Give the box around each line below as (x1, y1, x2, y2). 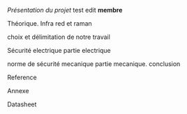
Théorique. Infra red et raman (7, 19, 92, 27)
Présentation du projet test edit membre (7, 6, 123, 14)
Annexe (7, 87, 29, 95)
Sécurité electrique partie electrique (7, 47, 112, 54)
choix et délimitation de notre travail (7, 33, 110, 41)
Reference (7, 73, 37, 81)
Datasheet (7, 100, 37, 108)
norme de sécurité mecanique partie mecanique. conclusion (7, 60, 181, 68)
